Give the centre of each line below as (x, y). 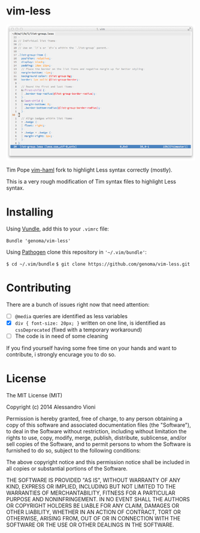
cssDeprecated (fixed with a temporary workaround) (78, 330)
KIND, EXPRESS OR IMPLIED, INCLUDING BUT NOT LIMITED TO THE (91, 487)
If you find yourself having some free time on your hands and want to (91, 348)
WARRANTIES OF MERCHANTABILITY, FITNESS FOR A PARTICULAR (91, 493)
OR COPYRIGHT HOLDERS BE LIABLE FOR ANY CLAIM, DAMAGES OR (93, 506)
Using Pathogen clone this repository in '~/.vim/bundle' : (76, 252)
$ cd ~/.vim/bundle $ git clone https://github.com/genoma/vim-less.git (98, 264)
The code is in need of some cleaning (61, 336)
